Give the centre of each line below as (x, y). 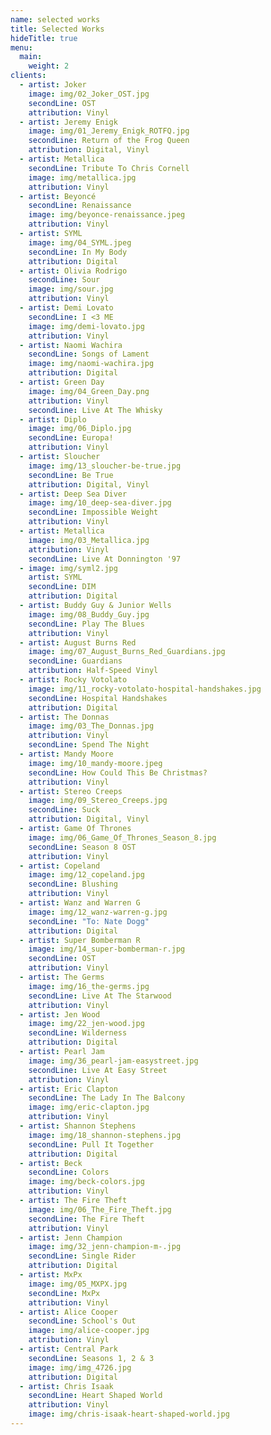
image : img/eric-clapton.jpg (89, 1107)
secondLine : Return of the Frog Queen (109, 141)
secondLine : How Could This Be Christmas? (118, 772)
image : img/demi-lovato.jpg (86, 326)
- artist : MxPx (51, 1275)
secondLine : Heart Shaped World (95, 1396)
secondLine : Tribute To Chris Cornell (109, 168)
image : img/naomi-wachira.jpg (91, 364)
